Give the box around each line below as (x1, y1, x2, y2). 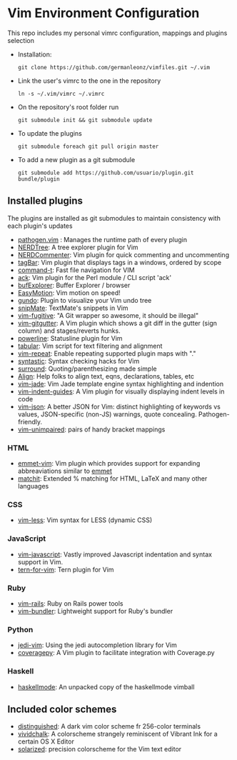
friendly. (17, 417, 43, 426)
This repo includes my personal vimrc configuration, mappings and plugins (7, 29, 228, 37)
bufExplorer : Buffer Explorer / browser (17, 281, 131, 289)
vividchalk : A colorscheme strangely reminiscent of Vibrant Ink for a (17, 730, 218, 739)
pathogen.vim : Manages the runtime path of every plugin (17, 235, 188, 244)
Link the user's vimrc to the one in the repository (17, 76, 161, 85)
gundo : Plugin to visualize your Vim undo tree (17, 296, 152, 304)
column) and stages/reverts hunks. (17, 326, 121, 335)
